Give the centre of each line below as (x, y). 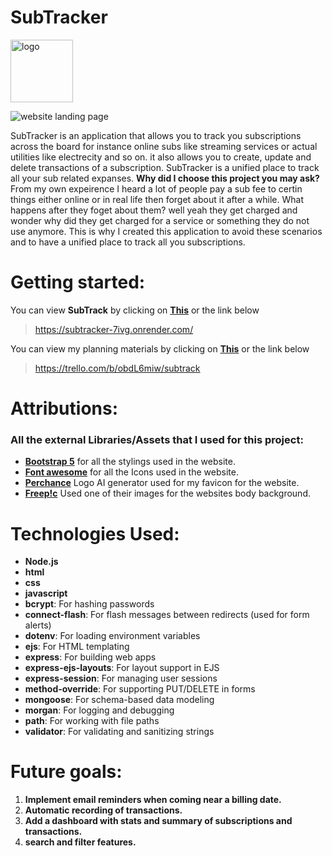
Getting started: (78, 282)
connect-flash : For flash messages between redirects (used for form (167, 615)
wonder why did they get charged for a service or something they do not (160, 220)
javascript (46, 593)
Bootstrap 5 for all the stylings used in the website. (130, 462)
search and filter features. (80, 842)
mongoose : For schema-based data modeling (119, 700)
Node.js (41, 562)
